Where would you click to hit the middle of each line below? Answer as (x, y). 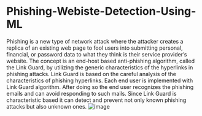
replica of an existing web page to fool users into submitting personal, (95, 48)
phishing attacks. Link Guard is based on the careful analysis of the (91, 74)
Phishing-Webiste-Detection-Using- (101, 11)
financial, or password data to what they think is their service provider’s (97, 54)
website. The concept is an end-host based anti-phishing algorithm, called (101, 61)
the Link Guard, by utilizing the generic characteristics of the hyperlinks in (100, 67)
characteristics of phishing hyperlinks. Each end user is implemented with (100, 80)
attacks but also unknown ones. (47, 106)
